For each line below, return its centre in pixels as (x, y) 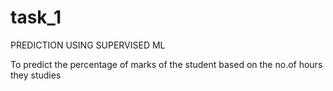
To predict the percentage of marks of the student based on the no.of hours (166, 64)
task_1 (36, 17)
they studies (36, 75)
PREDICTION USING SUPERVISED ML (88, 45)
